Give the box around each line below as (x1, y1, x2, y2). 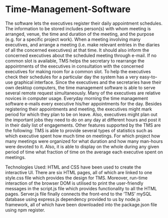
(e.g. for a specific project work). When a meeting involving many (5, 36, 141, 42)
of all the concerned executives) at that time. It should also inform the (5, 47, 149, 53)
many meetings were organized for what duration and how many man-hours (5, 138, 163, 144)
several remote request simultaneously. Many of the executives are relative (5, 90, 161, 96)
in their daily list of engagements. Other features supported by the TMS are (5, 122, 161, 128)
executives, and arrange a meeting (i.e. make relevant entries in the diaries (5, 41, 160, 47)
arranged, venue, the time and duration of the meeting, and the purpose (5, 31, 154, 37)
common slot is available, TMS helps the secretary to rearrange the (5, 58, 145, 64)
